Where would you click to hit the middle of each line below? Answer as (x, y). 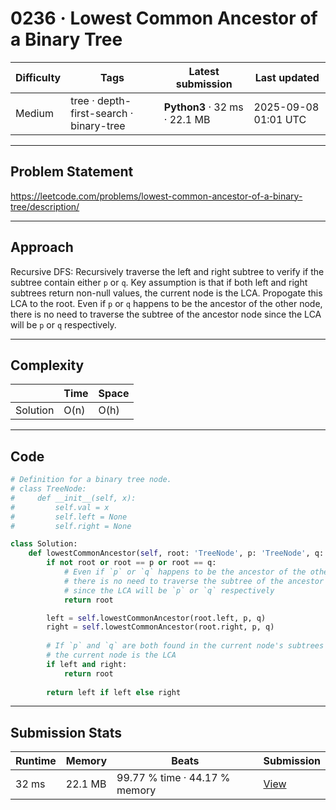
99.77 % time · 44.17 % (173, 778)
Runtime (36, 761)
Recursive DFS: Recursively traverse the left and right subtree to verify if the (167, 271)
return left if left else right (114, 692)
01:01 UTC (280, 119)
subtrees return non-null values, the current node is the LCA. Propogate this (166, 293)
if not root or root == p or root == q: (131, 563)
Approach (42, 247)
